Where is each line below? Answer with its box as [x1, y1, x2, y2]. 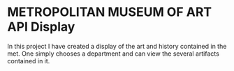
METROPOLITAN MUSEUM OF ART [7, 4, 212, 20]
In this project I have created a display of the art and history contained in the [7, 42, 227, 50]
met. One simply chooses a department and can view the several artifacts [7, 49, 220, 58]
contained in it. [7, 56, 50, 65]
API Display [7, 19, 75, 35]
